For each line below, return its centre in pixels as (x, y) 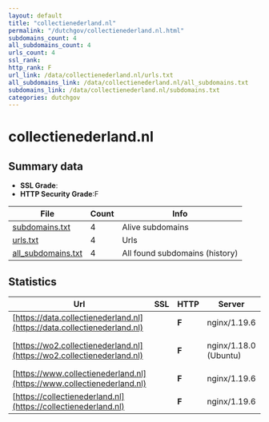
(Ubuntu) (224, 356)
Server (231, 305)
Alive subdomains (156, 227)
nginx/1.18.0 (231, 346)
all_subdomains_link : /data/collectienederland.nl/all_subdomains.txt (128, 82)
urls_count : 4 (32, 53)
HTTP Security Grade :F (59, 194)
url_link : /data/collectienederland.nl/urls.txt (91, 75)
